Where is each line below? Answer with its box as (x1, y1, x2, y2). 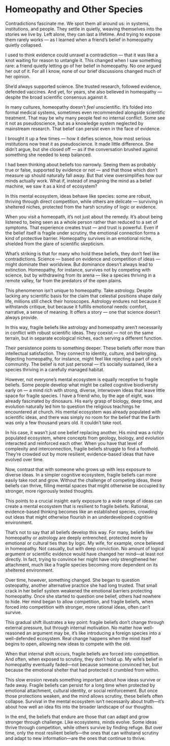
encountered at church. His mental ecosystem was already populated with (5, 408, 161, 415)
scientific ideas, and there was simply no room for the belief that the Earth (5, 414, 160, 420)
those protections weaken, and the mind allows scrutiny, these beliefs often (5, 693, 163, 699)
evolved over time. (5, 456, 44, 462)
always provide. (5, 314, 39, 320)
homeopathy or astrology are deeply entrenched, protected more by (5, 534, 148, 541)
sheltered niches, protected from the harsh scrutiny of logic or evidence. (5, 203, 157, 210)
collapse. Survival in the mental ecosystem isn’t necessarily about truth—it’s (5, 698, 164, 704)
